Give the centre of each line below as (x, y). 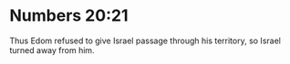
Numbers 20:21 (69, 16)
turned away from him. (52, 50)
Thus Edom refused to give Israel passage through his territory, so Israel (145, 41)
